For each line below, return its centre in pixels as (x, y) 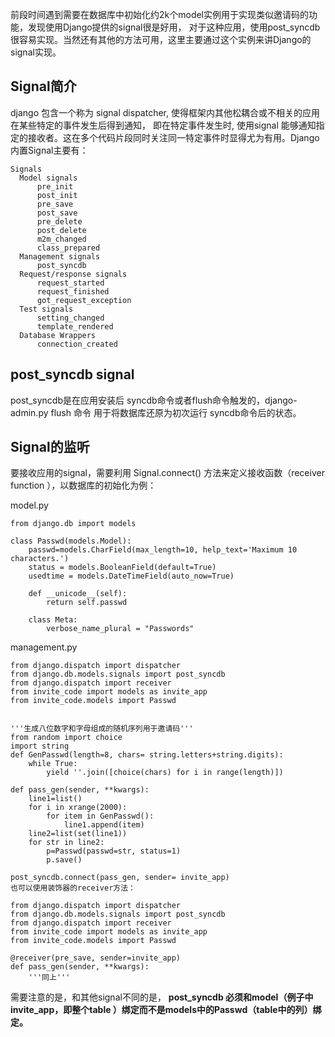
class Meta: (53, 620)
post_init (57, 195)
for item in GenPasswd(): (100, 816)
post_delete (61, 230)
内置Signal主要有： (49, 150)
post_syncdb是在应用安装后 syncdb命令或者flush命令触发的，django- (154, 400)
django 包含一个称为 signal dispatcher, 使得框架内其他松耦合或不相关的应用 (165, 112)
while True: (53, 764)
